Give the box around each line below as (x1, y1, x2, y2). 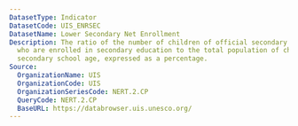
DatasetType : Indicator (9, 12, 98, 22)
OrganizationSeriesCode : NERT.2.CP (17, 87, 149, 96)
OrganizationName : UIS (17, 71, 101, 80)
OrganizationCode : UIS (17, 79, 101, 88)
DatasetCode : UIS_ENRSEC (9, 21, 101, 30)
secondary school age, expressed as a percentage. (17, 54, 208, 63)
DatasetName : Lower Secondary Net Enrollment (9, 29, 180, 38)
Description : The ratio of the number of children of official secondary (9, 37, 288, 47)
